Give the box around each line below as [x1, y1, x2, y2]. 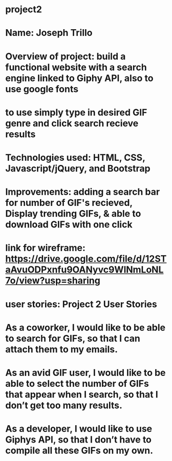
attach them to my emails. [5, 343, 118, 355]
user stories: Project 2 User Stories [5, 298, 157, 310]
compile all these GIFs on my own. [5, 445, 154, 456]
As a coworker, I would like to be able [5, 322, 165, 333]
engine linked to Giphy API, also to [5, 72, 154, 84]
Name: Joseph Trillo [5, 27, 93, 39]
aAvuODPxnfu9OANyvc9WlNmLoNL [5, 264, 164, 276]
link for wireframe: [5, 242, 86, 254]
